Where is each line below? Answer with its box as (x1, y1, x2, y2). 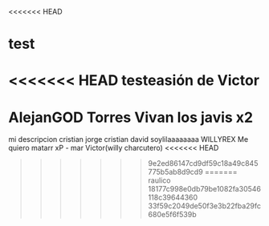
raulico (148, 176, 171, 185)
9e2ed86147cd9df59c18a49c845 (148, 159, 259, 168)
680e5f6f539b (148, 210, 197, 220)
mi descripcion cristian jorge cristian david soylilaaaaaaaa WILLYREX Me (8, 135, 249, 144)
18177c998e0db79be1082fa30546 (148, 184, 261, 194)
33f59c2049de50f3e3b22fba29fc (148, 201, 262, 211)
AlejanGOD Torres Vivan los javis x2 (8, 108, 254, 127)
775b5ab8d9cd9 (148, 167, 203, 177)
